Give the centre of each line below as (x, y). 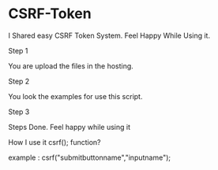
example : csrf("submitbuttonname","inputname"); (90, 157)
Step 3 (19, 112)
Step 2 (19, 81)
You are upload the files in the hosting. (71, 66)
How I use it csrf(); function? (54, 142)
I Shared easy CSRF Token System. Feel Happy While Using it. (109, 35)
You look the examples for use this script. (75, 96)
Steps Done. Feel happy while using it (70, 127)
